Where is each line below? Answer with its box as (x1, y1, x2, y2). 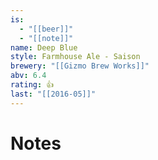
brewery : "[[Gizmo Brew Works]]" (10, 61, 150, 71)
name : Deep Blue (10, 42, 78, 53)
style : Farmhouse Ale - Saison (10, 52, 141, 62)
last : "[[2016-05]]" (10, 89, 97, 99)
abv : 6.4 (10, 71, 47, 81)
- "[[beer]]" (19, 24, 74, 34)
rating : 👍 (10, 80, 55, 90)
